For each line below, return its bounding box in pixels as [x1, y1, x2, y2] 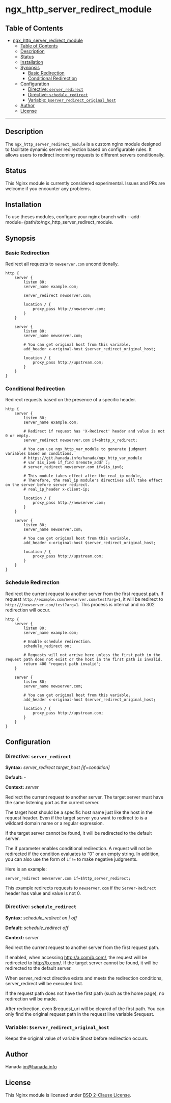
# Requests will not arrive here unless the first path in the [23, 652, 160, 657]
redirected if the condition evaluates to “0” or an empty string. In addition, [5, 851, 160, 857]
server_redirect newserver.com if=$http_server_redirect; [5, 876, 131, 881]
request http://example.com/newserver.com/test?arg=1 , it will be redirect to [5, 596, 163, 602]
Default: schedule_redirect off [5, 925, 69, 931]
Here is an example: [5, 866, 47, 873]
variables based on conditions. [5, 451, 74, 456]
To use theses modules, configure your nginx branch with [5, 214, 126, 220]
